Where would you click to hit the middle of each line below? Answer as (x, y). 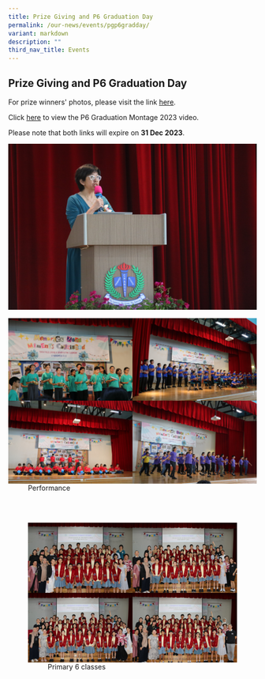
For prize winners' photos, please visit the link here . (92, 102)
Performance (49, 488)
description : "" (35, 42)
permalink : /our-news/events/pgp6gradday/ (79, 25)
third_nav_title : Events (49, 50)
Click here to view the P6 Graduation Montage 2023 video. (104, 117)
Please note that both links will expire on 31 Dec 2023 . (97, 132)
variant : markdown (38, 33)
